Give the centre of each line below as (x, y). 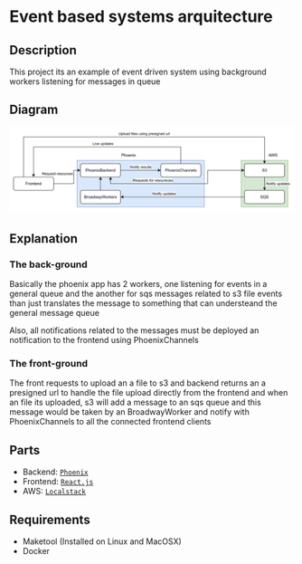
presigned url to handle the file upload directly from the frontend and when (149, 393)
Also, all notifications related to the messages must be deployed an (134, 330)
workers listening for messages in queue (85, 81)
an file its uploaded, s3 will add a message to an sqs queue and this (136, 402)
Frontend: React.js (58, 482)
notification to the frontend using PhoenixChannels (104, 340)
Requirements (50, 519)
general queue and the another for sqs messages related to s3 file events (146, 294)
